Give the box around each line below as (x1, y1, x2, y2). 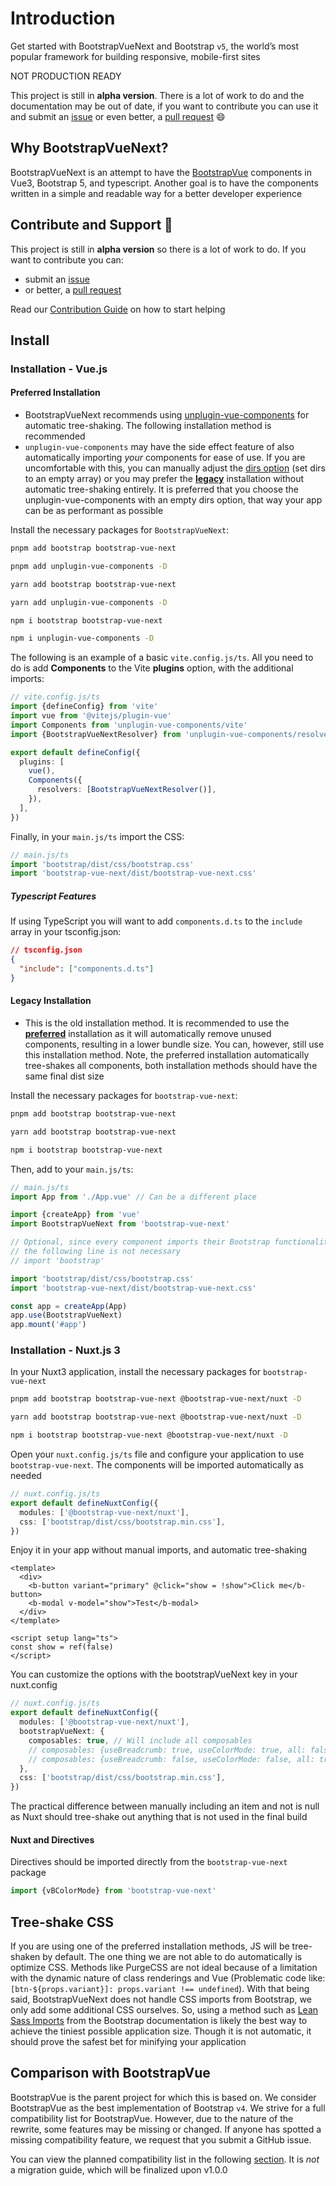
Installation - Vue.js (10, 362, 108, 376)
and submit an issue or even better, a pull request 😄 (10, 110, 226, 122)
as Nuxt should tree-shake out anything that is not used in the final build (10, 1811, 308, 1823)
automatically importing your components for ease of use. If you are (24, 452, 306, 464)
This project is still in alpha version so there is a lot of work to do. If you (10, 243, 307, 255)
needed (10, 1470, 42, 1482)
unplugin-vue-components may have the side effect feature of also (24, 441, 295, 453)
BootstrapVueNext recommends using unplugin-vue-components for (24, 409, 310, 421)
